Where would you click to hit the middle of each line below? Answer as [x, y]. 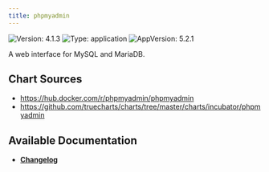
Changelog [39, 160]
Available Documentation [73, 140]
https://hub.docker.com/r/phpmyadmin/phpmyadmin [107, 98]
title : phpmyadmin [39, 16]
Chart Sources [45, 80]
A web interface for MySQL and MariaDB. [77, 54]
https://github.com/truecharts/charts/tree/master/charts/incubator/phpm [140, 107]
